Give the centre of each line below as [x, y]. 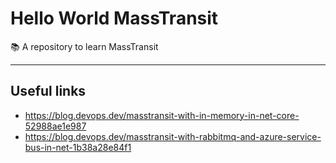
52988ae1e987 [55, 126]
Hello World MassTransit [114, 18]
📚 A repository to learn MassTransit [84, 46]
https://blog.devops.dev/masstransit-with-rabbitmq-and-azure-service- [173, 136]
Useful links [48, 91]
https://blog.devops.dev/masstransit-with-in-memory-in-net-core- [162, 115]
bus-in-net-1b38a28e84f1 [78, 147]
